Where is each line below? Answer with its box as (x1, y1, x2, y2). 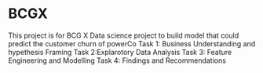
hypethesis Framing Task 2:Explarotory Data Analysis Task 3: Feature (8, 47, 232, 57)
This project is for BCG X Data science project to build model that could (8, 31, 239, 40)
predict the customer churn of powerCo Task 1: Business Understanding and (8, 38, 256, 48)
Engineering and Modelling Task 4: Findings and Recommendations (8, 56, 226, 65)
